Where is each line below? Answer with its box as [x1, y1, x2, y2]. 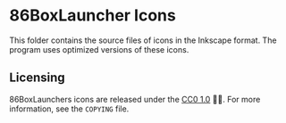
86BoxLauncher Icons [9, 5, 176, 26]
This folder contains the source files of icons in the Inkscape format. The [9, 35, 277, 45]
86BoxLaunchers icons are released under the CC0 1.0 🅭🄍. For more [9, 94, 261, 104]
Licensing [9, 70, 65, 86]
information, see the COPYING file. [9, 103, 130, 114]
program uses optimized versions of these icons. [9, 44, 189, 54]
